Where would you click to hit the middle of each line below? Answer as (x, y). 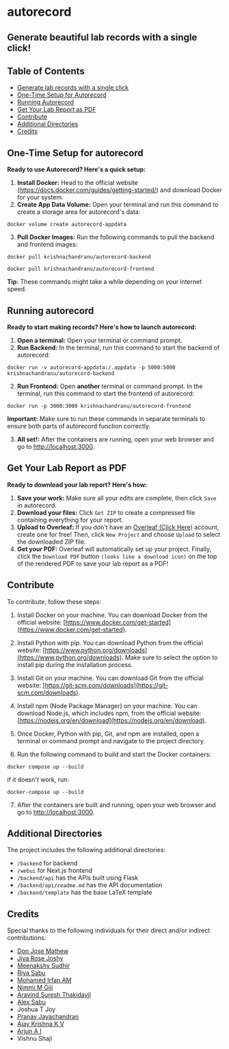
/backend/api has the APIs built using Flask (78, 878)
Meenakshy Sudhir (43, 966)
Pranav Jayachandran (48, 1017)
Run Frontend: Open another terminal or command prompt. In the (110, 386)
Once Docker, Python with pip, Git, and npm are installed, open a (108, 734)
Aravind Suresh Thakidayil (54, 995)
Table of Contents (46, 71)
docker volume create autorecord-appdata (67, 225)
